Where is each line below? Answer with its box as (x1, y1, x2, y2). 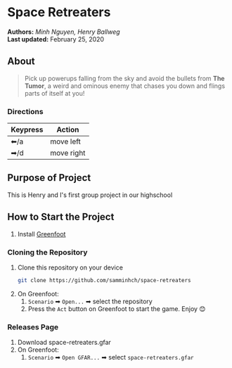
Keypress (11, 125, 44, 134)
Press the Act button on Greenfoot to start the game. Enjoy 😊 (27, 304, 206, 313)
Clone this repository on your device (17, 263, 123, 272)
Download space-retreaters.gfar (17, 338, 111, 347)
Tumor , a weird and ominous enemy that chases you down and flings (24, 82, 226, 90)
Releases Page (7, 322, 59, 331)
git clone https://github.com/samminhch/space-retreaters (17, 277, 191, 284)
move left (50, 137, 81, 146)
